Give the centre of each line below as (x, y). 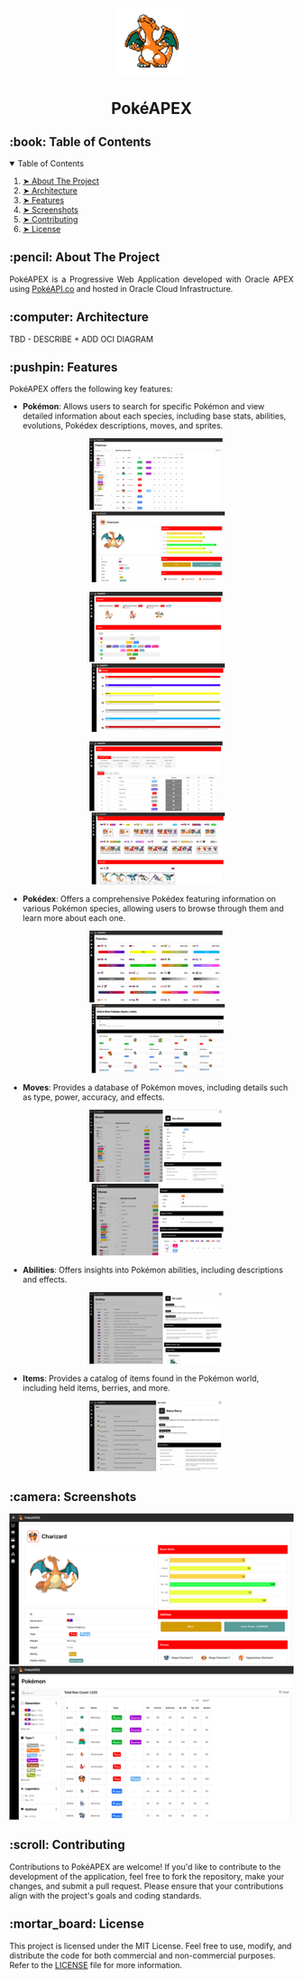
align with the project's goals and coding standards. (106, 1895)
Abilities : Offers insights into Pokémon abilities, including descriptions (153, 1270)
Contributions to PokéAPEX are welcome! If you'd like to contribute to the (145, 1866)
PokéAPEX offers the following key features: (91, 389)
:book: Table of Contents (80, 141)
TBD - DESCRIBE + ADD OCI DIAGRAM (82, 339)
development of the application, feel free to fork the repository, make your (147, 1876)
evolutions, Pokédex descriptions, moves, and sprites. (123, 426)
